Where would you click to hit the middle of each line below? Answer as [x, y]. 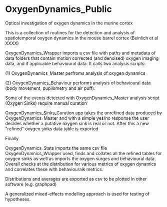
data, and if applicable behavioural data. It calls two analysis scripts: [75, 63]
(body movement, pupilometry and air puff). [50, 88]
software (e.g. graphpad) [31, 184]
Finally [12, 138]
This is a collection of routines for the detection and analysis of [70, 32]
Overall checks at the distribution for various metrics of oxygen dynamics [81, 164]
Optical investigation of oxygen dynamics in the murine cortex [69, 23]
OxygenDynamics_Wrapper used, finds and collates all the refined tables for [83, 153]
